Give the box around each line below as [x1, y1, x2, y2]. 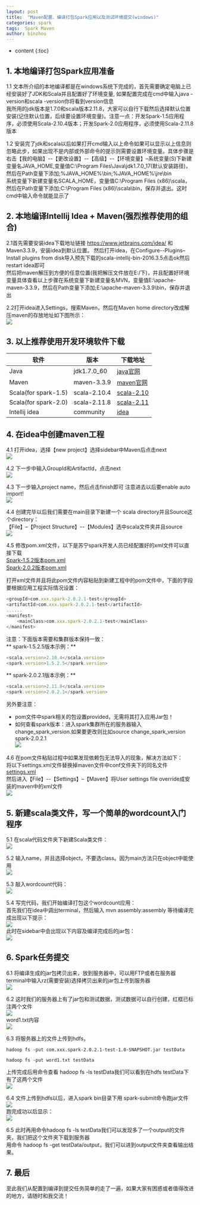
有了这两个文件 [6, 1075, 43, 1083]
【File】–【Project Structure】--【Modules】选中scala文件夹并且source [6, 523, 183, 530]
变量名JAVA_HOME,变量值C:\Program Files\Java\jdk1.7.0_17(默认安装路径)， [6, 162, 192, 170]
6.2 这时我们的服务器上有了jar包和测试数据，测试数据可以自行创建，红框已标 [6, 995, 194, 1003]
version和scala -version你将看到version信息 [6, 98, 114, 105]
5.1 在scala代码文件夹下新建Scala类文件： [6, 835, 108, 843]
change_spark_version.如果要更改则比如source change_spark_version [14, 728, 186, 735]
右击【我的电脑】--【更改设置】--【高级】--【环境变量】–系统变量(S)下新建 [6, 155, 192, 162]
